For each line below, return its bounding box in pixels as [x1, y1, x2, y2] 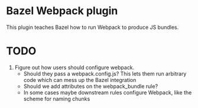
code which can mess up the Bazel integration [23, 76, 137, 83]
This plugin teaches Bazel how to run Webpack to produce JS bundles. [6, 24, 179, 31]
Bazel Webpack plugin [6, 4, 118, 18]
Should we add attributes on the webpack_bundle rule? [23, 83, 158, 90]
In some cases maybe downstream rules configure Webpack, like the [23, 89, 192, 96]
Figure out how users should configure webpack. [14, 64, 135, 71]
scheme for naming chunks [23, 95, 90, 102]
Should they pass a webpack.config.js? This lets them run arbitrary [23, 70, 187, 77]
